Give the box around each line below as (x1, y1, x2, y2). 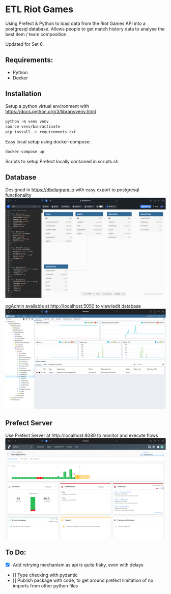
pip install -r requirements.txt (5, 130, 76, 135)
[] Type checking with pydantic (12, 572, 78, 578)
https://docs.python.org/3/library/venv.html (5, 108, 96, 114)
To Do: (5, 548, 26, 557)
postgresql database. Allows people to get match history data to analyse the (5, 25, 165, 32)
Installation (5, 90, 42, 98)
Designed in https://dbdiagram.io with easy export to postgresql (5, 187, 139, 193)
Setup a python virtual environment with (5, 103, 90, 109)
